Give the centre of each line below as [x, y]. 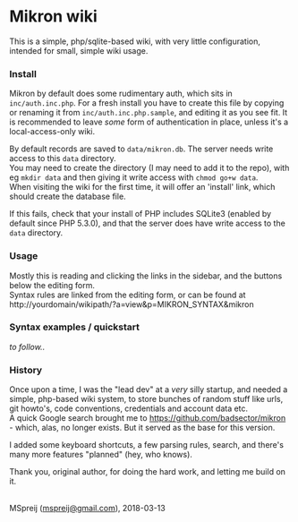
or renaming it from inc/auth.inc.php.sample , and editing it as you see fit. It [149, 113]
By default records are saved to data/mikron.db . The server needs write [141, 149]
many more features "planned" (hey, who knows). [101, 455]
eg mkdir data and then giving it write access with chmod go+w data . [134, 177]
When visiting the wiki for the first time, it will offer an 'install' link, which [142, 187]
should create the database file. [68, 197]
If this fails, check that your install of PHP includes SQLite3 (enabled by [140, 214]
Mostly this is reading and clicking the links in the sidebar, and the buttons [146, 276]
